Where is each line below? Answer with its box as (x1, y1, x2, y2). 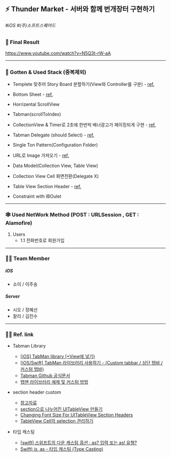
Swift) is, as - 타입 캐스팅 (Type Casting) (20, 446, 103, 452)
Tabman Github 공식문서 (20, 372, 70, 378)
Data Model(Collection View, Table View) (12, 163, 98, 169)
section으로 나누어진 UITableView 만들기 (20, 406, 103, 412)
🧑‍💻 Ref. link (5, 331, 34, 338)
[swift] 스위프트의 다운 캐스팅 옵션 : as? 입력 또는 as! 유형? (20, 439, 137, 446)
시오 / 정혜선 (12, 307, 38, 313)
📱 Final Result (5, 38, 40, 45)
